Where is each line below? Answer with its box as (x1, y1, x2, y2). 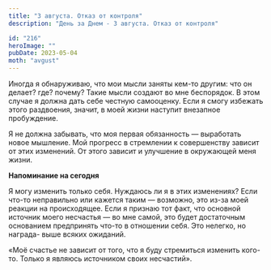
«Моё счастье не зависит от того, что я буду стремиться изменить (8, 245, 240, 255)
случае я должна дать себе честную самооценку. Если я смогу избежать (8, 96, 264, 105)
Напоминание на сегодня (8, 171, 100, 180)
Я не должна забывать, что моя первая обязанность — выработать (8, 129, 242, 139)
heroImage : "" (8, 41, 57, 49)
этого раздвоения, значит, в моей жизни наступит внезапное (8, 105, 221, 114)
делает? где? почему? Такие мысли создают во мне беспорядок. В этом (8, 88, 260, 97)
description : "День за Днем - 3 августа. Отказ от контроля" (8, 19, 219, 28)
